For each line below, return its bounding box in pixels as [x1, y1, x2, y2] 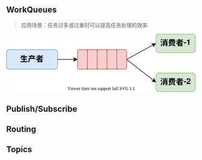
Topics [6, 144, 32, 155]
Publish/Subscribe [6, 104, 78, 114]
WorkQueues [6, 5, 57, 15]
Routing [6, 124, 37, 134]
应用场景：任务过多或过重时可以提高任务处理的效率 [20, 21, 148, 29]
